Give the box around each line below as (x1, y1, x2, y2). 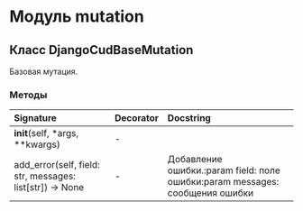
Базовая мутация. (9, 66, 78, 77)
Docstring (167, 112, 212, 124)
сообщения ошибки (167, 187, 254, 199)
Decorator (114, 112, 160, 124)
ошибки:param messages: (167, 176, 280, 188)
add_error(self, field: (14, 159, 101, 171)
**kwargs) (14, 138, 60, 151)
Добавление (167, 153, 223, 166)
